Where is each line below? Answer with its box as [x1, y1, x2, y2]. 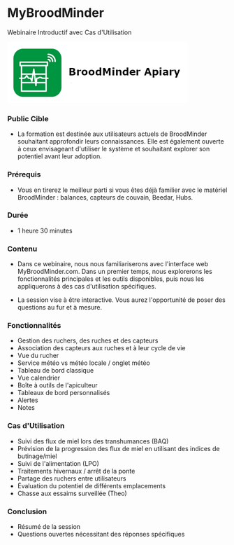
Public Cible [7, 113, 49, 123]
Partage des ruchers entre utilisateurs [17, 474, 126, 483]
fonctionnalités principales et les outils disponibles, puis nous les [17, 275, 205, 283]
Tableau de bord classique [17, 366, 94, 375]
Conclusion [7, 506, 47, 516]
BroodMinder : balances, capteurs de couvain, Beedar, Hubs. [17, 193, 193, 201]
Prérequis [7, 170, 41, 179]
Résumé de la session [17, 523, 81, 531]
